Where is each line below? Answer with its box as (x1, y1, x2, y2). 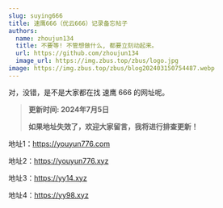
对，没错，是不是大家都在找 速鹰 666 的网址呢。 (8, 87, 170, 97)
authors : (8, 27, 38, 35)
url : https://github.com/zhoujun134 (15, 49, 139, 57)
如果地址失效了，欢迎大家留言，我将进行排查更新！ (27, 122, 199, 131)
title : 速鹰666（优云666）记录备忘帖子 (8, 19, 128, 27)
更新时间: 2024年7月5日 (27, 104, 109, 114)
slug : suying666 (8, 11, 63, 20)
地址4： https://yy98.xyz (8, 190, 89, 200)
